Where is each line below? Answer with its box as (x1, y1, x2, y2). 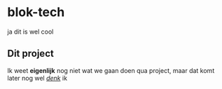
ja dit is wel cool (7, 27, 54, 36)
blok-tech (7, 4, 65, 20)
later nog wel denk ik (7, 74, 68, 82)
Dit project (7, 48, 54, 60)
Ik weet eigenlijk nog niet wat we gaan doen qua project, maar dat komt (7, 66, 215, 74)
